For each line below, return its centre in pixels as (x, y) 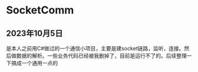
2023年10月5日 (34, 33)
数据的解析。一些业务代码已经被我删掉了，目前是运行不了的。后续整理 (101, 56)
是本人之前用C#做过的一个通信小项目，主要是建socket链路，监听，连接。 (95, 48)
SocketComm (40, 10)
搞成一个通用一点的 (34, 63)
